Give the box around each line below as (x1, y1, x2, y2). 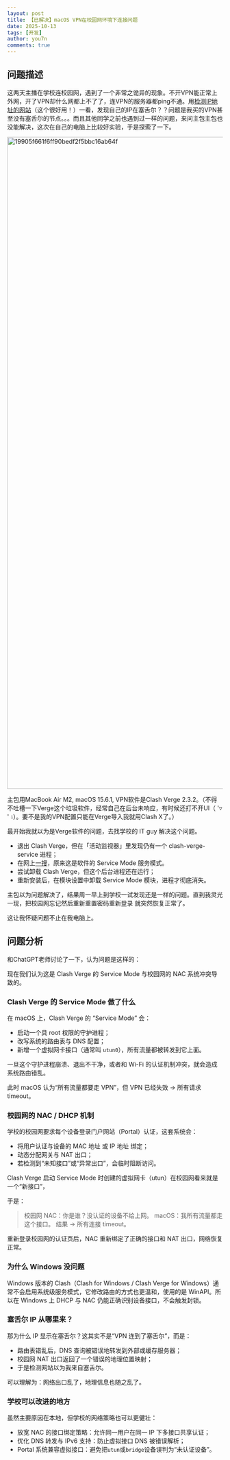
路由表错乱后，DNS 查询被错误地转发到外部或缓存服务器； (16, 1346, 182, 1354)
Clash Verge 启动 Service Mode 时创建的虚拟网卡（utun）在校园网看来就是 (7, 1173, 218, 1182)
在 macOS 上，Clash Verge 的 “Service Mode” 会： (7, 1014, 151, 1022)
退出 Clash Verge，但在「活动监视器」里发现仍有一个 (16, 841, 168, 850)
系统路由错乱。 (7, 1069, 49, 1077)
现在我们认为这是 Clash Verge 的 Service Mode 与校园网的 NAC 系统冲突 (7, 969, 212, 977)
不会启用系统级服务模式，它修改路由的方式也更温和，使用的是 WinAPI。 (12, 1287, 216, 1295)
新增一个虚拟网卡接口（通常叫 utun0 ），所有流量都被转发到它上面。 (16, 1045, 205, 1054)
